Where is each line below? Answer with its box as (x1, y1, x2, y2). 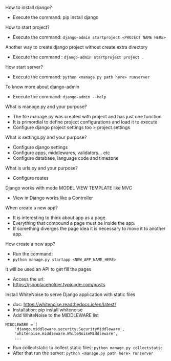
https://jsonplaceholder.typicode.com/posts (12, 282, 105, 287)
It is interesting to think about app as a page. (12, 215, 107, 221)
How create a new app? (5, 241, 55, 247)
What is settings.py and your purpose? (5, 134, 87, 140)
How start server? (5, 64, 44, 70)
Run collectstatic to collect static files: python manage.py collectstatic (12, 345, 163, 350)
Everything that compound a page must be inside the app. (12, 220, 136, 226)
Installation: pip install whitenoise (12, 307, 83, 313)
